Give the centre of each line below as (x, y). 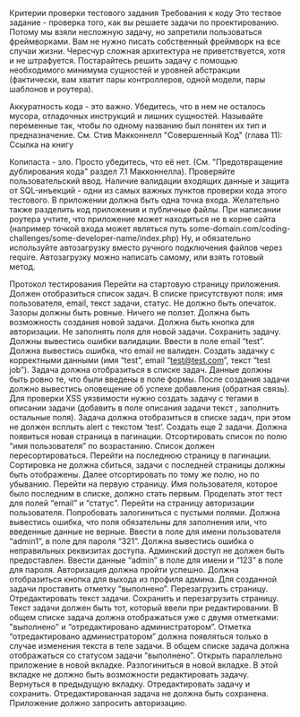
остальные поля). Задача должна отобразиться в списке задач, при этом (150, 417)
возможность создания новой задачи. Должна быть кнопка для (132, 322)
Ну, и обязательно (216, 238)
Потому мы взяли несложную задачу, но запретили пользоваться (136, 32)
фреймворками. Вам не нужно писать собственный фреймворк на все (145, 41)
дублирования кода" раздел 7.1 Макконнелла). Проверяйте (122, 171)
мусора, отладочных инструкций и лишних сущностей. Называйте (137, 116)
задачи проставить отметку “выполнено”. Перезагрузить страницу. (139, 589)
